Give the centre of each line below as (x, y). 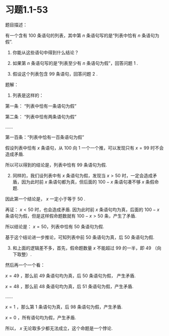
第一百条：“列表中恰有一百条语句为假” (45, 137)
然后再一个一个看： (25, 265)
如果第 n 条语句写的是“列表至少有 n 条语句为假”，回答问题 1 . (75, 63)
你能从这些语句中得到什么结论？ (46, 52)
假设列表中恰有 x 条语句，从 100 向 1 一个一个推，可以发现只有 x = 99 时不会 (84, 148)
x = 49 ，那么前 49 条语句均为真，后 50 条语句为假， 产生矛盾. (70, 276)
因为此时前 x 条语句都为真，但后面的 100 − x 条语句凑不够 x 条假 (88, 182)
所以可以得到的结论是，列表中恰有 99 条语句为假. (56, 165)
